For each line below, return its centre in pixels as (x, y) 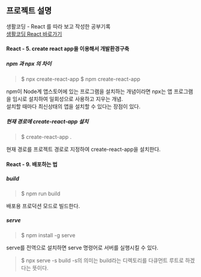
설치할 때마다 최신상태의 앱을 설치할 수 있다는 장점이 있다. (73, 106)
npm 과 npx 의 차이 (29, 64)
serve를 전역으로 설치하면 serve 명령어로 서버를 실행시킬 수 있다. (82, 248)
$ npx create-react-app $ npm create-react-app (81, 79)
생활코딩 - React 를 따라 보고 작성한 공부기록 (58, 26)
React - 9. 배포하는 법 (32, 164)
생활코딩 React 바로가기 (34, 34)
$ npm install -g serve (48, 235)
